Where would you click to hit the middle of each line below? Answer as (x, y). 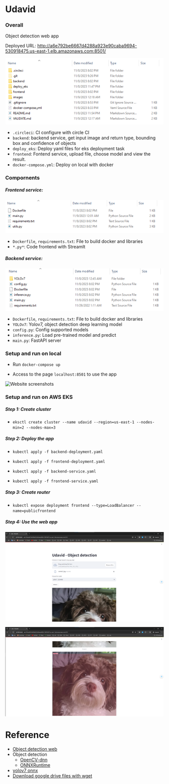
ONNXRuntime (35, 765)
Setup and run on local (33, 353)
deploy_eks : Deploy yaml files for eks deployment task (68, 149)
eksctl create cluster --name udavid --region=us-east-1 (73, 422)
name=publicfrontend (34, 511)
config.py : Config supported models (51, 330)
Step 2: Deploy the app (30, 439)
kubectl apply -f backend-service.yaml (54, 471)
